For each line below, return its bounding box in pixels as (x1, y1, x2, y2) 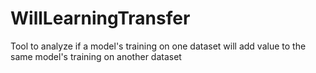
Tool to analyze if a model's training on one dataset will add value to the (10, 40, 307, 52)
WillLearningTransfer (10, 7, 191, 30)
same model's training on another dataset (10, 50, 182, 62)
